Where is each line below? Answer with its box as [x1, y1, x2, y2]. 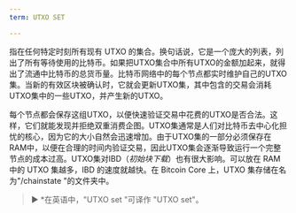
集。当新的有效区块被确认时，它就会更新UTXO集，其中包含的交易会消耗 [9, 79, 272, 89]
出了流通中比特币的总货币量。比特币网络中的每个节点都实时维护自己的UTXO [9, 68, 288, 79]
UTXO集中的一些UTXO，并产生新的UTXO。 [9, 90, 168, 101]
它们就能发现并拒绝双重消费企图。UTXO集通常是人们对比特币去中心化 [24, 120, 280, 131]
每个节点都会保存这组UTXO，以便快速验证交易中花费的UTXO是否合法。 [9, 109, 270, 119]
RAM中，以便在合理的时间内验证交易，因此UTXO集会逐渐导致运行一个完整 [9, 142, 282, 153]
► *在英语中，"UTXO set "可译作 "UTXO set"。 [30, 194, 204, 204]
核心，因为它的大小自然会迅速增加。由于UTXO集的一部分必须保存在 [24, 131, 272, 141]
